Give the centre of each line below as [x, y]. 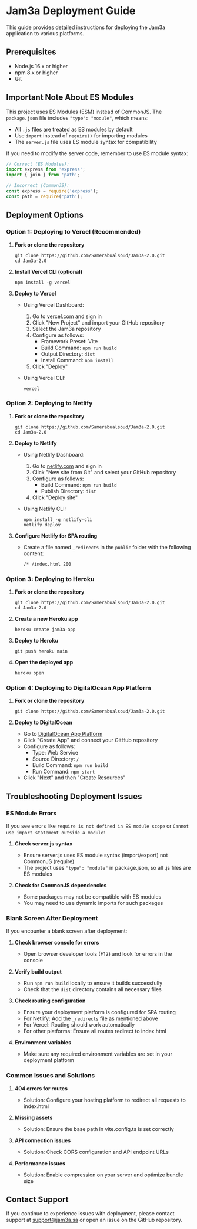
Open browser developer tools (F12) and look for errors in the [98, 954]
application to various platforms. [45, 33]
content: [34, 553]
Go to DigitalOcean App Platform [63, 734]
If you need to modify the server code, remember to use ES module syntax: [97, 153]
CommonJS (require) [49, 861]
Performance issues [40, 1163]
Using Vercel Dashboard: [54, 304]
